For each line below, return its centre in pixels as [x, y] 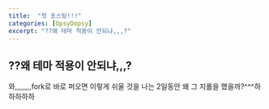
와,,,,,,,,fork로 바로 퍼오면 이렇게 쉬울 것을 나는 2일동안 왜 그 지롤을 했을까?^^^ [132, 86]
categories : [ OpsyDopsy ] [50, 23]
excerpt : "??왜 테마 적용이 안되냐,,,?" [70, 31]
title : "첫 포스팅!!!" [45, 16]
